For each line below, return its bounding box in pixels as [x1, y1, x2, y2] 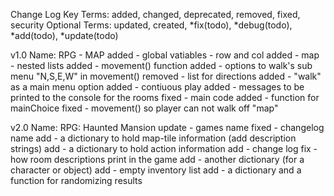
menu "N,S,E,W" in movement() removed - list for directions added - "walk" [10, 70, 322, 82]
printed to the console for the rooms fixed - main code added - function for [10, 92, 320, 103]
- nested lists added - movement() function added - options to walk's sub [10, 60, 313, 71]
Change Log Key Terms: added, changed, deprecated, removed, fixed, [10, 9, 301, 20]
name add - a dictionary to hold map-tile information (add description [10, 132, 297, 144]
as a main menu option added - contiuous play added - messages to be [10, 81, 305, 93]
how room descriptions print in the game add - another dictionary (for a [10, 154, 305, 165]
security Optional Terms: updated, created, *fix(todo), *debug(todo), [10, 19, 293, 31]
